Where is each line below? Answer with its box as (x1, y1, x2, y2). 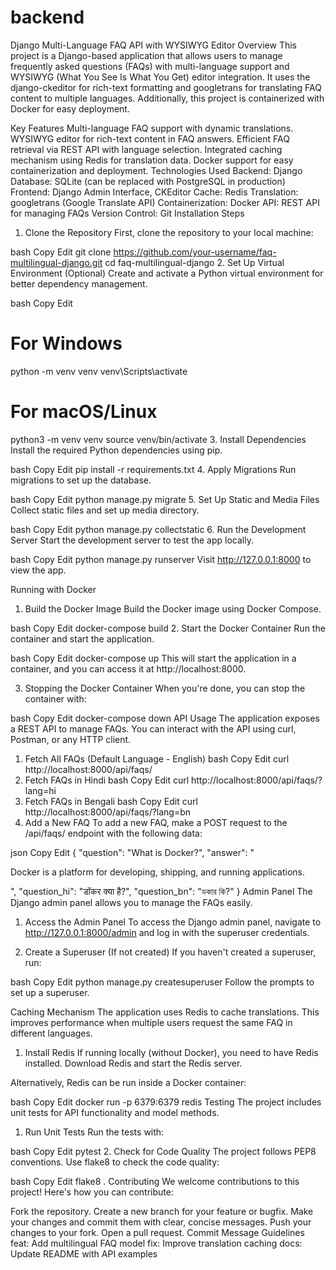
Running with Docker (10, 583, 97, 595)
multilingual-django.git (10, 256, 103, 268)
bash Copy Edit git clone (10, 246, 112, 258)
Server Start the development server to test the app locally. (10, 534, 254, 546)
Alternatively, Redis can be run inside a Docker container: (10, 1076, 247, 1088)
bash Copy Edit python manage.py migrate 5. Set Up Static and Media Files (10, 493, 320, 505)
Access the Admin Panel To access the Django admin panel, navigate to (24, 916, 322, 928)
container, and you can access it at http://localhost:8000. (10, 662, 247, 675)
